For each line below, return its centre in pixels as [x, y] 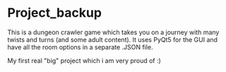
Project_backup [55, 13]
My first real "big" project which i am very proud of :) [84, 60]
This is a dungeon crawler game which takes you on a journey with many [113, 32]
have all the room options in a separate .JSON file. [80, 47]
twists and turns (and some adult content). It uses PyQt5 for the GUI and [112, 39]
